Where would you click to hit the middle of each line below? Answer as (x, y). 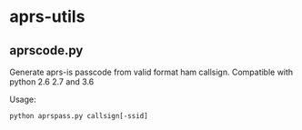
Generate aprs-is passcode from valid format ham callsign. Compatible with (151, 72)
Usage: (23, 99)
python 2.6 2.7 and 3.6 (52, 82)
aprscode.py (46, 50)
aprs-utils (47, 17)
